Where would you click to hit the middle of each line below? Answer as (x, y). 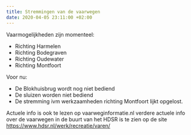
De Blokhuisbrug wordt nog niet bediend (65, 88)
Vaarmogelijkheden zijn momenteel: (50, 34)
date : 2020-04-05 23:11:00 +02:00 (49, 17)
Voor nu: (17, 77)
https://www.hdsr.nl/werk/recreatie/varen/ (58, 125)
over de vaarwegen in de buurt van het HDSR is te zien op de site (87, 119)
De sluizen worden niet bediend (54, 95)
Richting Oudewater (39, 59)
